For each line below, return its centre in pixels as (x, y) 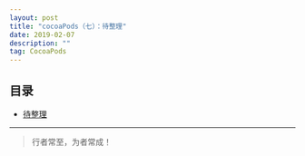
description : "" (40, 43)
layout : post (34, 18)
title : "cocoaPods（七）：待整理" (68, 26)
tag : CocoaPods (38, 52)
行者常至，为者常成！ (71, 141)
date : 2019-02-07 (42, 34)
